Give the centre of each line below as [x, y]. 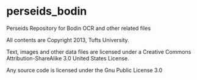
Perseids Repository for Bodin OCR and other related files [79, 28]
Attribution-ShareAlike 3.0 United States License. [68, 58]
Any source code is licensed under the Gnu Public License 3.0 [84, 70]
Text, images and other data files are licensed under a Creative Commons [99, 52]
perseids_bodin [47, 11]
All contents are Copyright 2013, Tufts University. [68, 40]
